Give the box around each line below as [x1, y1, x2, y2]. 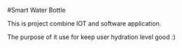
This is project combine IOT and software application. [7, 19, 162, 27]
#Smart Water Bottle [7, 6, 66, 14]
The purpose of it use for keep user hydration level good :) [7, 33, 176, 41]
